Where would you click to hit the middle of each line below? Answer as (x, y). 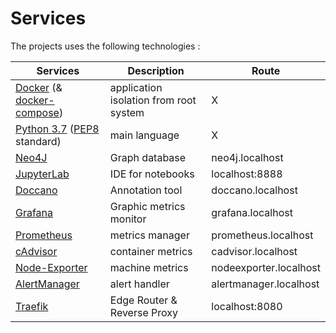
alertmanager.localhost (265, 284)
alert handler (139, 284)
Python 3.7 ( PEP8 (57, 129)
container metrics (151, 251)
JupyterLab (42, 174)
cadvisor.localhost (254, 251)
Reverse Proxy (143, 312)
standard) (38, 141)
